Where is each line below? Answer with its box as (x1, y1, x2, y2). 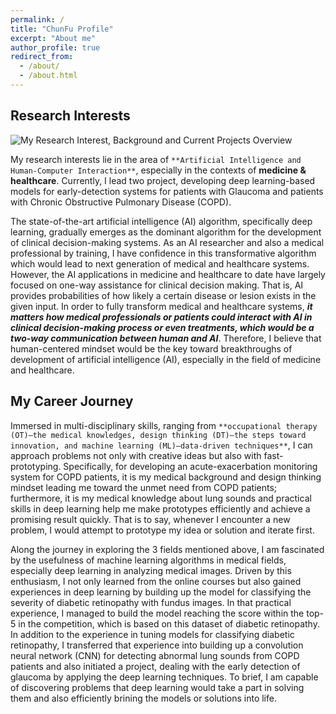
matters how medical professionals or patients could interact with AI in (10, 311, 313, 323)
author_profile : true (10, 42, 101, 53)
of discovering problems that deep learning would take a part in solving (10, 681, 305, 693)
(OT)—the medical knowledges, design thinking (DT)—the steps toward (10, 430, 307, 440)
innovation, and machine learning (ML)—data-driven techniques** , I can (10, 439, 313, 451)
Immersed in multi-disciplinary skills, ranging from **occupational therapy (10, 419, 318, 431)
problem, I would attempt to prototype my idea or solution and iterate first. (10, 524, 315, 536)
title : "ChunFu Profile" (10, 24, 114, 34)
